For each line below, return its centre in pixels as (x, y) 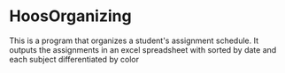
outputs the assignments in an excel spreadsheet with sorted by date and (143, 49)
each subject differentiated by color (74, 59)
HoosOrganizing (70, 16)
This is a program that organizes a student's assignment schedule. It (134, 40)
